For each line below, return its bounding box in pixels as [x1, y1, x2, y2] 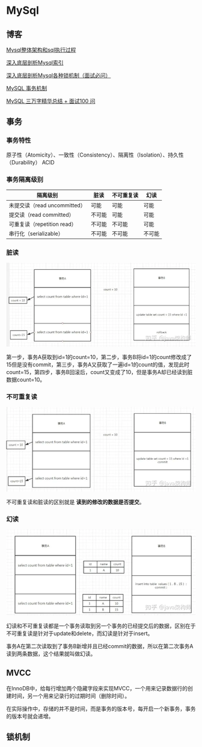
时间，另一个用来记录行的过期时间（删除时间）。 [11, 692, 130, 699]
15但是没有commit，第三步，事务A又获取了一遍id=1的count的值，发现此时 [6, 361, 189, 368]
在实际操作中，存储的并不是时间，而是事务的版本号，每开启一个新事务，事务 [6, 705, 196, 712]
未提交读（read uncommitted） [8, 201, 86, 208]
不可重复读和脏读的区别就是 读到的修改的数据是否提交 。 [6, 498, 145, 505]
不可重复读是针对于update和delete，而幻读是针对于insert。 [6, 630, 153, 637]
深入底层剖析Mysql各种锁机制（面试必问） [6, 72, 111, 79]
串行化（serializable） [8, 230, 64, 237]
